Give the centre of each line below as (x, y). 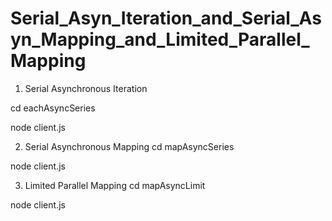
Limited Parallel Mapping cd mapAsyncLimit (115, 185)
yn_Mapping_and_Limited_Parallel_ (160, 39)
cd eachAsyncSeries (53, 108)
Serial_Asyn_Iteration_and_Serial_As (166, 18)
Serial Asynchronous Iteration (86, 88)
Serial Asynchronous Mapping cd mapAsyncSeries (129, 146)
